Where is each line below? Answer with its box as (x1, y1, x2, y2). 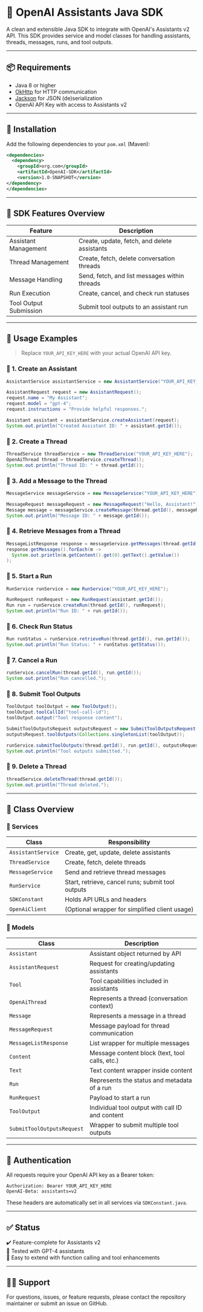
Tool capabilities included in (89, 977, 169, 985)
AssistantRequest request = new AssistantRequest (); (6, 389, 142, 395)
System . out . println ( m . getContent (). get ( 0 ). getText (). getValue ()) (11, 552, 180, 558)
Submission (9, 306, 43, 315)
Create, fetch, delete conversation (78, 254, 175, 263)
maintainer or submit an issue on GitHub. (6, 1300, 108, 1307)
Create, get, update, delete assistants (64, 849, 171, 857)
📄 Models (6, 923, 34, 932)
